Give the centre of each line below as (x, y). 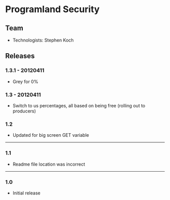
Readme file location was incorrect (49, 164)
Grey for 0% (25, 82)
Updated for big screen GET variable (51, 135)
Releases (20, 56)
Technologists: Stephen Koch (43, 40)
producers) (24, 111)
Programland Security (52, 9)
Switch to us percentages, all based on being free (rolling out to (79, 105)
